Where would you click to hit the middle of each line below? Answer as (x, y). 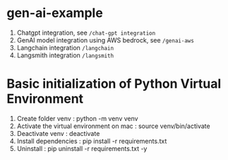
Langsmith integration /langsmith (65, 55)
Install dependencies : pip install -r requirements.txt (92, 141)
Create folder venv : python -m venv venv (77, 118)
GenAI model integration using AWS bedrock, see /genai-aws (106, 40)
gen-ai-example (55, 13)
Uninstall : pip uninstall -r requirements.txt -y (82, 148)
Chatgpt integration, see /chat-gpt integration (86, 33)
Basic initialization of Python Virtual (114, 84)
